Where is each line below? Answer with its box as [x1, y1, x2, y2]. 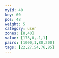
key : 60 [5, 12, 21, 17]
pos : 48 [5, 17, 21, 22]
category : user [5, 26, 37, 31]
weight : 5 [5, 21, 26, 27]
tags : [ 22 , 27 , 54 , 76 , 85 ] [5, 45, 55, 50]
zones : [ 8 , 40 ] [5, 31, 35, 36]
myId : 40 [5, 7, 23, 13]
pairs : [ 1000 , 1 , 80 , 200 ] [5, 40, 55, 45]
